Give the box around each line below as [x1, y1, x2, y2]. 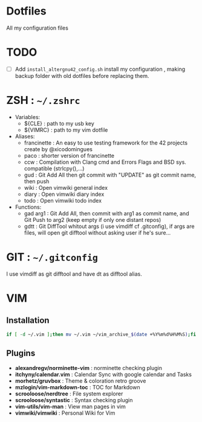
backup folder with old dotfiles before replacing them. [15, 72, 149, 79]
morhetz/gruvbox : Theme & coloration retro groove [15, 377, 146, 385]
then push [24, 177, 50, 185]
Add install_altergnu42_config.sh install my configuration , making [15, 65, 186, 73]
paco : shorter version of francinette [24, 152, 115, 159]
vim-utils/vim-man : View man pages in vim [15, 403, 126, 410]
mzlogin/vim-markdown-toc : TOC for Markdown [15, 383, 140, 391]
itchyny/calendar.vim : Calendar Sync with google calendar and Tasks [15, 371, 192, 378]
